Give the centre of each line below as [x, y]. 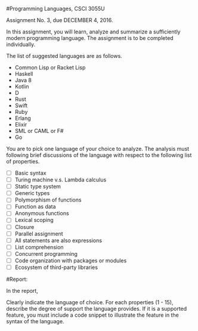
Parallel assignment [39, 233]
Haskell [24, 74]
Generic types [32, 193]
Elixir [21, 124]
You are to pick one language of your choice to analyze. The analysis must [98, 149]
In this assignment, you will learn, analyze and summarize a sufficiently [93, 32]
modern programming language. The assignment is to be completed [90, 38]
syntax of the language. [35, 321]
